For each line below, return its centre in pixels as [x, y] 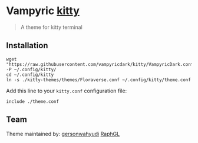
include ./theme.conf [33, 101]
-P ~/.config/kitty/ [32, 69]
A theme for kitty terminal [51, 27]
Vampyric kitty [43, 11]
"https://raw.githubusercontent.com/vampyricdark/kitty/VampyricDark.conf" [101, 64]
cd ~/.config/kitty [30, 75]
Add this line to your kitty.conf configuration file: [67, 91]
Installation [27, 46]
